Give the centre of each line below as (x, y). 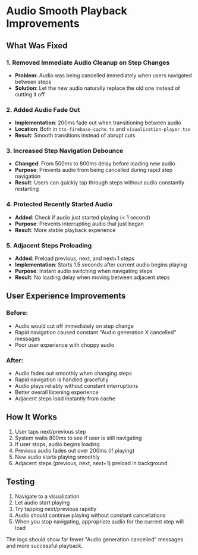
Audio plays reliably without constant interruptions (76, 386)
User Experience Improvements (66, 296)
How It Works (32, 417)
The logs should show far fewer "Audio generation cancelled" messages (95, 539)
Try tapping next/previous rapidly (56, 509)
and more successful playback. (45, 545)
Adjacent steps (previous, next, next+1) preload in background (91, 463)
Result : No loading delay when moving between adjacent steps (92, 277)
